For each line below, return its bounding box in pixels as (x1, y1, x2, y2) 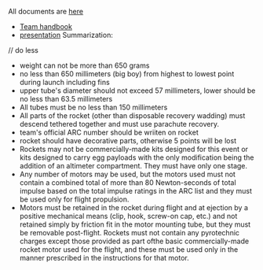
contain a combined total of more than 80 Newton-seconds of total (19, 178, 237, 187)
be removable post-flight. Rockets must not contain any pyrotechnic (19, 228, 240, 237)
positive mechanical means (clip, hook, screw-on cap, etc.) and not (19, 212, 238, 220)
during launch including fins (19, 78, 110, 87)
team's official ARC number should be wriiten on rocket (19, 128, 199, 137)
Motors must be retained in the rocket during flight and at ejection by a (19, 203, 249, 212)
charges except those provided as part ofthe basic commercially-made (19, 236, 250, 246)
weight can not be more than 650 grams (19, 61, 150, 70)
